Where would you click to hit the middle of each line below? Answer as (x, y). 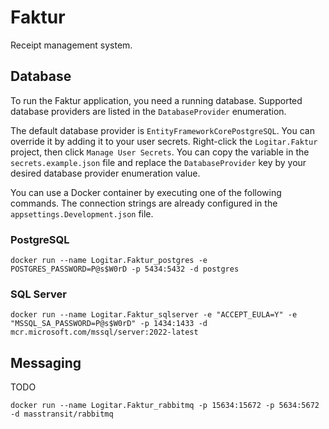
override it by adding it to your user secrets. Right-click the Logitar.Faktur (164, 141)
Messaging (46, 362)
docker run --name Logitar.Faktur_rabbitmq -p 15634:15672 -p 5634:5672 (165, 406)
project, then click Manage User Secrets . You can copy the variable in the (160, 152)
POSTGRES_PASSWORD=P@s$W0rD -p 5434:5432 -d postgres (125, 269)
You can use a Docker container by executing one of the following (146, 192)
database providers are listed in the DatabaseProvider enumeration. (148, 111)
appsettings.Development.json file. (82, 213)
